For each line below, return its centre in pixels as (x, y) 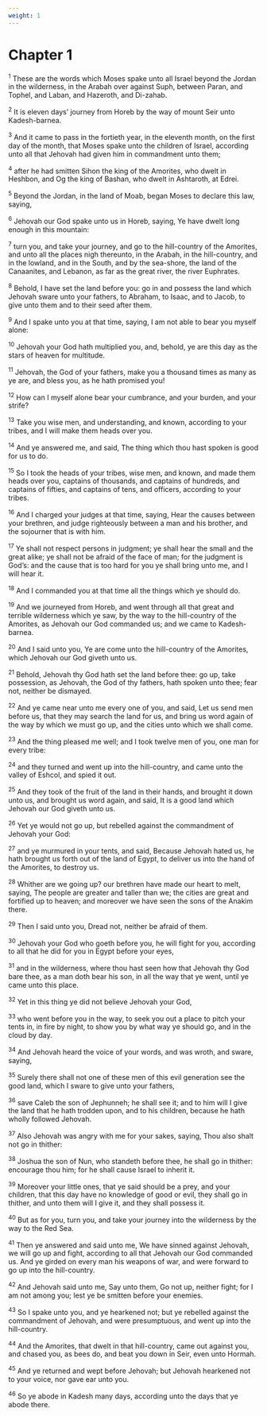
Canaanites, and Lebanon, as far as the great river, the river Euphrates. (124, 272)
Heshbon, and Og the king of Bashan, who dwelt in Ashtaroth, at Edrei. (124, 179)
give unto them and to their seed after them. (80, 305)
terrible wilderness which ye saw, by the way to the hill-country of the (122, 616)
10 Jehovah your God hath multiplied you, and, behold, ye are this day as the (133, 346)
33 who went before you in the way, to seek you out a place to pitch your (127, 1018)
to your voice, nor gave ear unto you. (69, 1379)
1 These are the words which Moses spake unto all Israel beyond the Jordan (132, 78)
